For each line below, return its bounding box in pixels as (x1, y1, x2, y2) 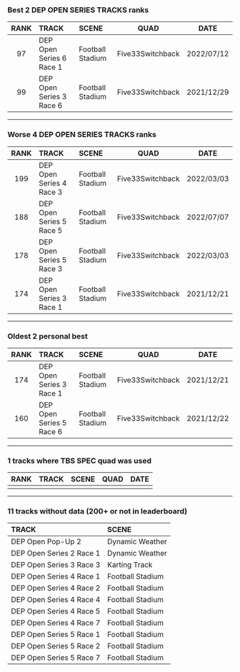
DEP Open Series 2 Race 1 (11, 548, 101, 558)
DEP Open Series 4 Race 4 (11, 595, 101, 605)
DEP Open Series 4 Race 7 (11, 618, 101, 628)
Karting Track (106, 560, 153, 570)
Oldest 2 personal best (7, 331, 88, 341)
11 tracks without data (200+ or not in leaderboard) (7, 506, 188, 516)
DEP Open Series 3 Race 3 (11, 560, 101, 570)
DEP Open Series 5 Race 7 (11, 653, 101, 663)
